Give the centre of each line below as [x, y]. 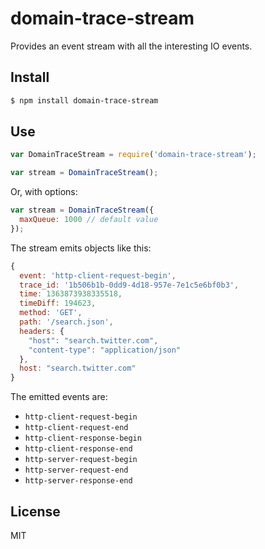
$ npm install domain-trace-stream [84, 100]
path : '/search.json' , [66, 322]
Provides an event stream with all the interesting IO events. [131, 46]
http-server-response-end [78, 481]
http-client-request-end [76, 428]
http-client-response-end [78, 449]
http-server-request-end [76, 470]
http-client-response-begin [83, 438]
